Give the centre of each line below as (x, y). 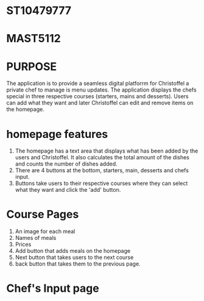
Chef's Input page (53, 288)
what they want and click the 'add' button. (68, 190)
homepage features (57, 134)
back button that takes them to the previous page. (78, 264)
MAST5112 (33, 39)
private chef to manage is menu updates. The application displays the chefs (101, 90)
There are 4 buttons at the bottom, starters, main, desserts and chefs (102, 170)
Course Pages (43, 215)
